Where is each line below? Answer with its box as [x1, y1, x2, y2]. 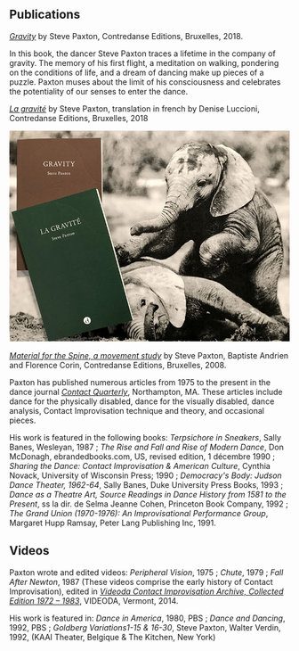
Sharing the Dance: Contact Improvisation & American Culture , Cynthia [9, 460, 271, 471]
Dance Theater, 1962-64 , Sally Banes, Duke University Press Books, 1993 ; [9, 479, 283, 490]
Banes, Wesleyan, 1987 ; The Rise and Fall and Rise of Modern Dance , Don [9, 441, 285, 452]
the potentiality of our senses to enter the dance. [9, 86, 189, 96]
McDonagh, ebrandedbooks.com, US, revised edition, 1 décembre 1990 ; [9, 450, 276, 462]
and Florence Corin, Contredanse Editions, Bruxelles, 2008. [9, 359, 227, 370]
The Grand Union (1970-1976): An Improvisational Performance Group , [9, 507, 269, 518]
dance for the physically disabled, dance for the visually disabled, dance [9, 396, 275, 407]
